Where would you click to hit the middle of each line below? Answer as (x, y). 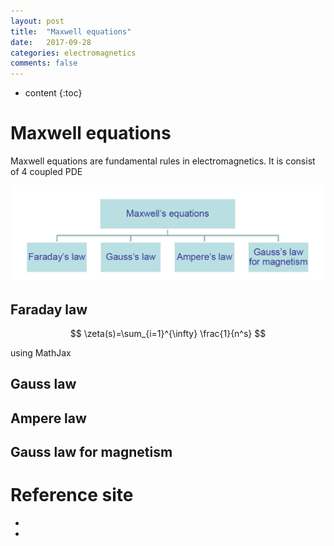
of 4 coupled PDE (46, 172)
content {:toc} (53, 93)
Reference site (72, 495)
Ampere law (48, 418)
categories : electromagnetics (73, 53)
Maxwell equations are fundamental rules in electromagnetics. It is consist (163, 161)
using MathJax (41, 352)
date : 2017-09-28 (51, 42)
